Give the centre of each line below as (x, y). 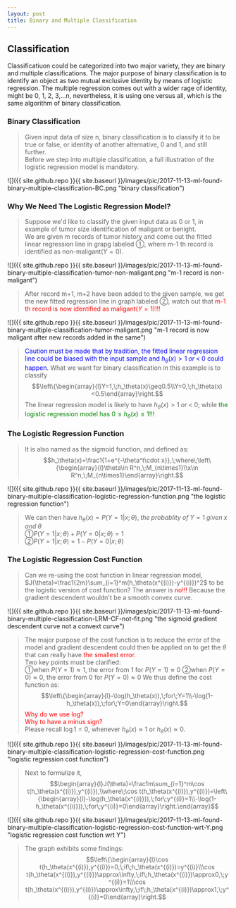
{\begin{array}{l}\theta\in (92, 467)
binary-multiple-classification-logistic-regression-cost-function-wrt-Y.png (115, 828)
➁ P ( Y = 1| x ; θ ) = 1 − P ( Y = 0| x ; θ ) (74, 541)
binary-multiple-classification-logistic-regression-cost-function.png (106, 752)
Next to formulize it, (53, 773)
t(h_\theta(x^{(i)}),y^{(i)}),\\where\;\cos (82, 791)
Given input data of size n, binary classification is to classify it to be (122, 137)
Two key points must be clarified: (73, 662)
